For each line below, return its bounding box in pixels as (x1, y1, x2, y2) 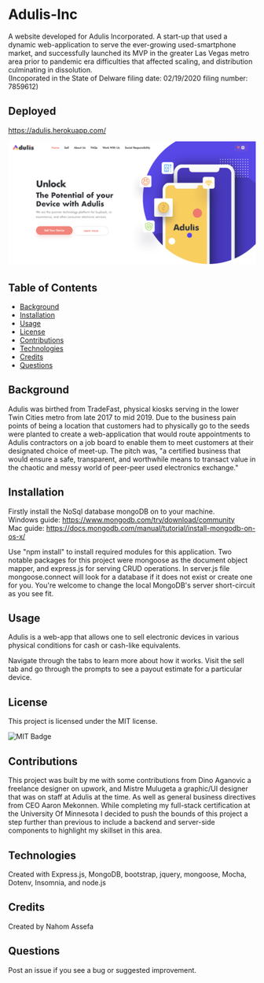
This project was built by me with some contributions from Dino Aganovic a (8, 776, 251, 785)
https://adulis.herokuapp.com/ (8, 125, 107, 135)
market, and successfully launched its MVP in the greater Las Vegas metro (8, 48, 250, 57)
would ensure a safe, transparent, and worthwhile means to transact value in (8, 454, 256, 464)
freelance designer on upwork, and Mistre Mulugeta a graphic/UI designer (8, 784, 249, 793)
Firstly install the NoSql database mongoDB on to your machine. (8, 506, 215, 516)
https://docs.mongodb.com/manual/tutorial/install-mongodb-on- (46, 523, 256, 532)
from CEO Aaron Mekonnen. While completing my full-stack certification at (8, 801, 251, 811)
